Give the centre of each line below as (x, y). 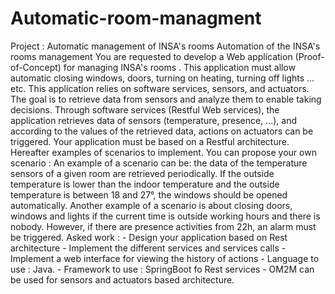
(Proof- (309, 56)
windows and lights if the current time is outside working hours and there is (165, 216)
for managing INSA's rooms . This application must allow (180, 67)
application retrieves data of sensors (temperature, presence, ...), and (153, 120)
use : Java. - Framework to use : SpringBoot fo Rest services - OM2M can (162, 269)
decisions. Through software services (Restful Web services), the (145, 109)
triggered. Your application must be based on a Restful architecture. (150, 141)
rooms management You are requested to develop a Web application (151, 56)
